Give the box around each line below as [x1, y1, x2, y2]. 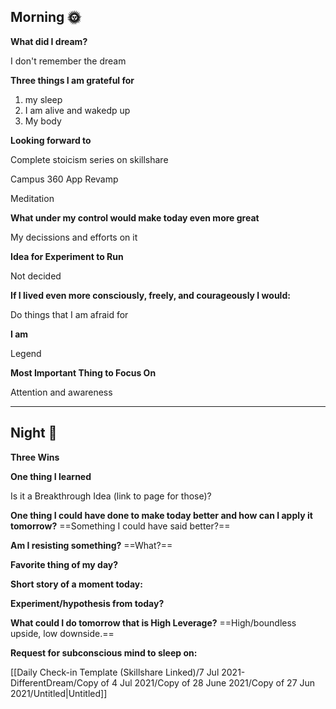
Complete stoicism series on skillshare [10, 153, 169, 165]
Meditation [10, 192, 55, 204]
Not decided [10, 270, 62, 282]
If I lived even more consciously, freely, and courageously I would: [10, 289, 291, 301]
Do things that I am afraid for [10, 308, 129, 320]
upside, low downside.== [10, 627, 115, 639]
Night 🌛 [10, 425, 58, 442]
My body [24, 115, 62, 127]
